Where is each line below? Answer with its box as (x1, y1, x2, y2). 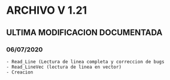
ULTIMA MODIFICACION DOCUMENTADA (6, 27, 163, 38)
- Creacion (6, 69, 34, 75)
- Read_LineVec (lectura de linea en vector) (6, 64, 122, 70)
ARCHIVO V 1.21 (6, 4, 87, 17)
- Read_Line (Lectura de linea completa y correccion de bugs (6, 59, 165, 64)
